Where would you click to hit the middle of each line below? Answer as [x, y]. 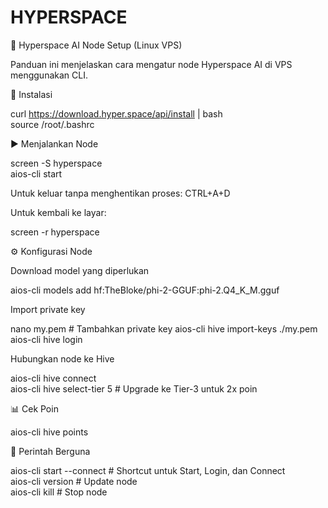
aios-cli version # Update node [74, 481]
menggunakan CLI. [49, 75]
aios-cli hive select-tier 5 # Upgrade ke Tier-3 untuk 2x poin [134, 388]
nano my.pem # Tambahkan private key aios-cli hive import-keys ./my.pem [164, 328]
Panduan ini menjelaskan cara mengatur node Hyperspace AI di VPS [151, 64]
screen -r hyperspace [55, 232]
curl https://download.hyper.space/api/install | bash [116, 113]
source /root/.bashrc [52, 124]
